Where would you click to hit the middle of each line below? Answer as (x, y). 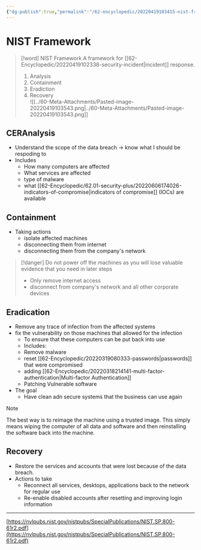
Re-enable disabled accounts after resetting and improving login (103, 498)
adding (32, 371)
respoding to (31, 154)
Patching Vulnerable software (60, 384)
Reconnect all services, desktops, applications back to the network (106, 485)
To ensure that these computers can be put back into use (95, 339)
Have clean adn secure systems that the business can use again (103, 397)
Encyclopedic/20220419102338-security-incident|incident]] (95, 64)
